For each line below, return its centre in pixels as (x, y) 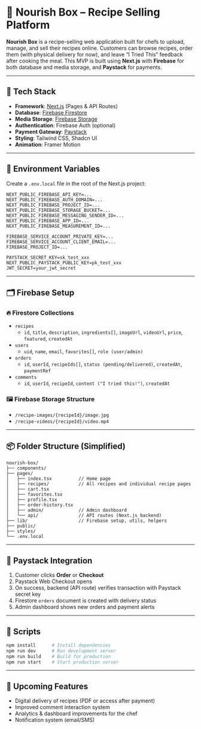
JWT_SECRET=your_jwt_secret (41, 268)
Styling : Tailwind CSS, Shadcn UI (56, 138)
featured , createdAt (48, 339)
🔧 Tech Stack (31, 92)
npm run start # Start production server (63, 662)
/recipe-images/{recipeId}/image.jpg (62, 415)
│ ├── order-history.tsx (40, 505)
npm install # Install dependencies (59, 645)
